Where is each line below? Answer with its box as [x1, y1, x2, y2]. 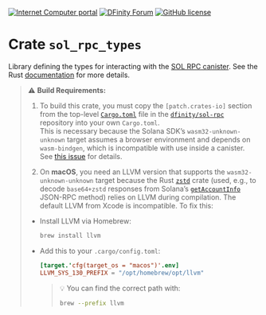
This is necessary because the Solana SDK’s [39, 126, 186, 135]
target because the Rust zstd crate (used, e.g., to [95, 175, 256, 185]
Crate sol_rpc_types [8, 36, 142, 53]
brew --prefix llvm [59, 299, 125, 307]
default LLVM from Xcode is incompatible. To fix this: [39, 200, 213, 210]
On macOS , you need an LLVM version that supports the [39, 167, 225, 177]
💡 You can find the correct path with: [59, 283, 181, 293]
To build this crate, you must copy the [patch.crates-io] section [39, 100, 252, 111]
